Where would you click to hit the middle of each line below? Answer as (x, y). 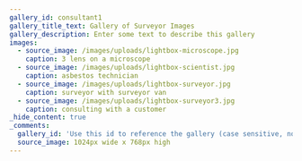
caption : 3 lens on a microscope (88, 59)
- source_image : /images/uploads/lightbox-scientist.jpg (126, 68)
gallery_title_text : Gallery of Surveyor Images (102, 26)
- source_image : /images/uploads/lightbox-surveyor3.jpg (126, 101)
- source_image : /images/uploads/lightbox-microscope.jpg (129, 51)
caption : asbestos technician (82, 76)
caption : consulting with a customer (96, 109)
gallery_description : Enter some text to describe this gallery (132, 34)
